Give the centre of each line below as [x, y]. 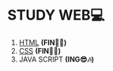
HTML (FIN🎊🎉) [43, 42]
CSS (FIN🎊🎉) [40, 50]
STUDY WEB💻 [56, 15]
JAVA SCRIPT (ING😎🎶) [56, 59]
